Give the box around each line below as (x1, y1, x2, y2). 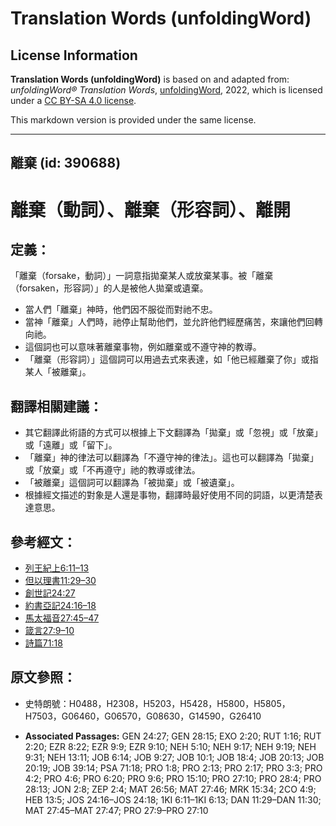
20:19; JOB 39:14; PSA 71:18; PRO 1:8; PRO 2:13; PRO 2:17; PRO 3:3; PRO (24, 762, 323, 774)
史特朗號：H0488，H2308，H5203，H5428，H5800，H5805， (24, 697, 291, 709)
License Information (10, 47, 138, 64)
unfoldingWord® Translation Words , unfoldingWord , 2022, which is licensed (10, 84, 323, 96)
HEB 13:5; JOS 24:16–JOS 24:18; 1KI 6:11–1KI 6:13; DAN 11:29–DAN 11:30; (24, 793, 322, 806)
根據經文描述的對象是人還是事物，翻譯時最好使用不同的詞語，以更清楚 (24, 489, 315, 501)
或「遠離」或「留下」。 (24, 439, 118, 451)
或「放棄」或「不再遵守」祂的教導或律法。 (24, 464, 201, 476)
